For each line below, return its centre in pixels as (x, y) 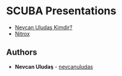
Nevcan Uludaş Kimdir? (43, 27)
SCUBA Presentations (61, 11)
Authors (22, 53)
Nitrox (22, 33)
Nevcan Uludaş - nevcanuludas (54, 66)
